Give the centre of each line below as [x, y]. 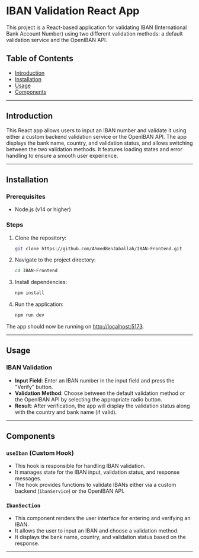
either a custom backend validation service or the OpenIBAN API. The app [97, 136]
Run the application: [39, 304]
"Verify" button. [34, 387]
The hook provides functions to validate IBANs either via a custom [95, 485]
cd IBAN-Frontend [36, 271]
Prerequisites [26, 196]
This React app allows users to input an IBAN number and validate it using [96, 130]
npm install [29, 293]
